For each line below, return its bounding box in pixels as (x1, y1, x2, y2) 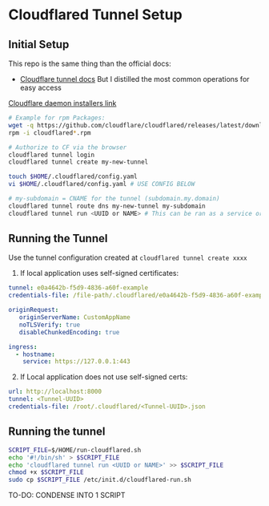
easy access (19, 83, 62, 92)
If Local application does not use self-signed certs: (19, 372, 188, 382)
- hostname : (15, 350, 56, 358)
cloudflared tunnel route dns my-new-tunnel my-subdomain (8, 202, 206, 210)
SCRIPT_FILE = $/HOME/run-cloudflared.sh (8, 446, 142, 454)
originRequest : (8, 306, 59, 314)
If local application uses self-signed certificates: (19, 269, 179, 278)
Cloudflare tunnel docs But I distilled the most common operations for (19, 75, 250, 83)
